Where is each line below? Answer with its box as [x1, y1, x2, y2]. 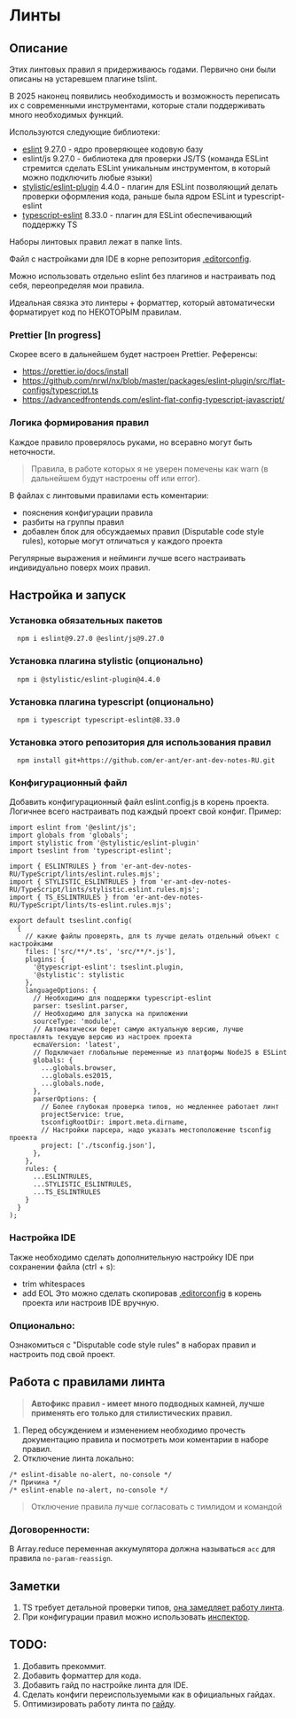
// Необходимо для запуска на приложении [32, 1010, 189, 1019]
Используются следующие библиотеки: [9, 127, 160, 137]
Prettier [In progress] [9, 329, 102, 341]
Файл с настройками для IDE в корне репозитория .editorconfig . [9, 254, 252, 264]
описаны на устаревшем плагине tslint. [9, 74, 158, 84]
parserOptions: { [32, 1095, 97, 1104]
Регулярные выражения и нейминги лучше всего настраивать [9, 552, 246, 563]
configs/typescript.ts [21, 385, 99, 395]
